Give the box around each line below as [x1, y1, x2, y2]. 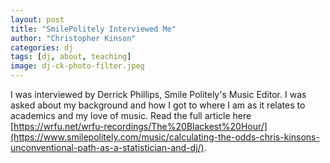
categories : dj [10, 42, 74, 53]
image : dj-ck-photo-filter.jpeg [10, 61, 145, 71]
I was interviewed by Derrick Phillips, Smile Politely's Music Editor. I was [10, 89, 307, 100]
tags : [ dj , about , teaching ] [10, 52, 132, 62]
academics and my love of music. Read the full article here [10, 110, 252, 121]
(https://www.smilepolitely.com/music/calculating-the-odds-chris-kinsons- [10, 131, 320, 143]
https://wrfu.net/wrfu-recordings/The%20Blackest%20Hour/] [13, 121, 268, 132]
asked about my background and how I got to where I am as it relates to [10, 99, 306, 111]
